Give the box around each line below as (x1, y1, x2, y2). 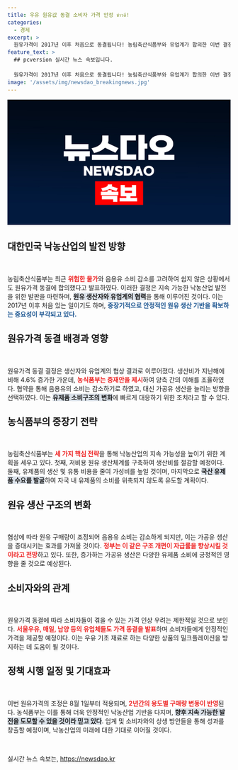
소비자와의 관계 (7, 582, 70, 594)
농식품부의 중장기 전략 (7, 416, 98, 428)
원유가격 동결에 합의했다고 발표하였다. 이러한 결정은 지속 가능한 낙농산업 (14, 283, 214, 292)
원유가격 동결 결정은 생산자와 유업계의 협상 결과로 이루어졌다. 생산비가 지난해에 (7, 366, 225, 375)
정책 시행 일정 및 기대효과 (7, 665, 111, 677)
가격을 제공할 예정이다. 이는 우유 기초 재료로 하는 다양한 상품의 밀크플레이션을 (7, 634, 221, 642)
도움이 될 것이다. (33, 642, 79, 651)
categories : (7, 18, 42, 26)
